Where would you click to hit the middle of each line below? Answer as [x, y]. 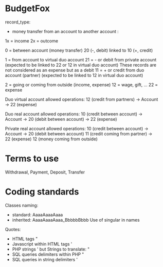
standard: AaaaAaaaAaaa [37, 214]
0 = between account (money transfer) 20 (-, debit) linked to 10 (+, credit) [79, 50]
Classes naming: [22, 205]
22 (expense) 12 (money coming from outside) [52, 139]
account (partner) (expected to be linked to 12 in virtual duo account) [74, 75]
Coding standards [42, 192]
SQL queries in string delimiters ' [45, 259]
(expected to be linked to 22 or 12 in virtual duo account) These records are [81, 65]
